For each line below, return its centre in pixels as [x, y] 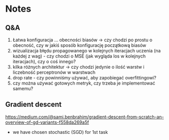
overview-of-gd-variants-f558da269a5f [47, 122]
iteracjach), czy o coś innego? [44, 61]
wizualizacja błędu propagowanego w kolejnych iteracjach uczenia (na [87, 51]
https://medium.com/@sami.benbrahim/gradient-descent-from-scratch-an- [85, 117]
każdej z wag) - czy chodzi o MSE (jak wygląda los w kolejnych [79, 56]
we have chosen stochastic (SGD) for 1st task [60, 132]
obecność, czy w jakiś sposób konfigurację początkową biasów [79, 45]
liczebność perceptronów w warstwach [54, 72]
